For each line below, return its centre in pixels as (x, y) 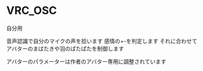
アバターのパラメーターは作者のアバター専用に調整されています (87, 61)
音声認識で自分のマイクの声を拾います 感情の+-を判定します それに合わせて (102, 41)
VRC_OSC (31, 11)
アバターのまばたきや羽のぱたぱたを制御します (65, 49)
